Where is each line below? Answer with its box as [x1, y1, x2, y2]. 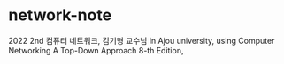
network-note [8, 5, 112, 25]
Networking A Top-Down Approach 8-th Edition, [8, 45, 184, 55]
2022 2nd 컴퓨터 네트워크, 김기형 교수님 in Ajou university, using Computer [8, 35, 275, 46]
